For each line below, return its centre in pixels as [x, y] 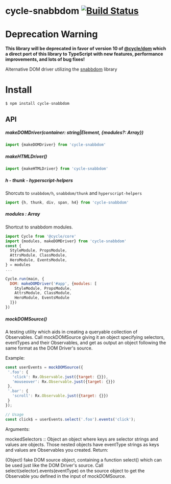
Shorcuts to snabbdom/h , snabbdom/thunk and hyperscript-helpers [74, 193]
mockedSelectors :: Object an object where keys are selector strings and [82, 439]
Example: [15, 358]
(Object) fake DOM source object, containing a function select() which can [84, 459]
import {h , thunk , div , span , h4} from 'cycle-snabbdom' [67, 202]
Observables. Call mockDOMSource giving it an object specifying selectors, [85, 337]
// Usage [15, 414]
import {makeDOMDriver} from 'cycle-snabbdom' [56, 145]
